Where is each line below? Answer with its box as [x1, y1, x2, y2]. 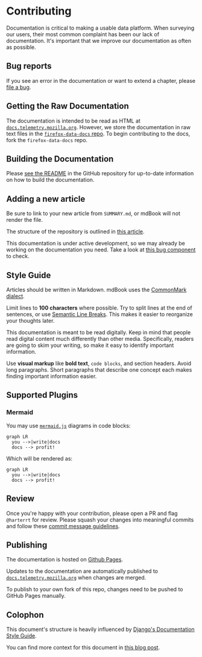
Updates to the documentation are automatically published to [6, 568, 159, 575]
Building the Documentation [6, 154, 114, 164]
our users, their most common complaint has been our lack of [6, 30, 160, 37]
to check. [6, 253, 30, 260]
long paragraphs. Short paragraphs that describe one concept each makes [6, 366, 192, 373]
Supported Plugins [6, 390, 78, 400]
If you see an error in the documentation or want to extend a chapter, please [6, 77, 196, 84]
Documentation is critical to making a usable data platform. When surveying [6, 24, 195, 31]
